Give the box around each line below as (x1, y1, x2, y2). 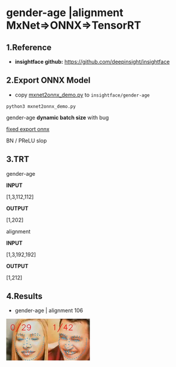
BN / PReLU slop (6, 137, 47, 144)
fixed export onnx (6, 125, 50, 132)
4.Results (6, 291, 43, 301)
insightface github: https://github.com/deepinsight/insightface (14, 58, 170, 65)
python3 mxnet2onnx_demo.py (6, 103, 76, 110)
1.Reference (6, 42, 52, 52)
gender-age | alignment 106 (14, 307, 84, 314)
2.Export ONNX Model (6, 75, 91, 86)
